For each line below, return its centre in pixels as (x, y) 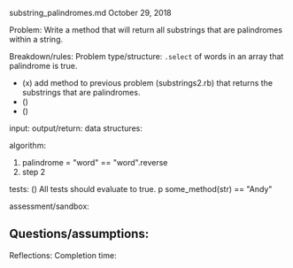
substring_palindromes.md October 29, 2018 (91, 13)
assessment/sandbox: (50, 206)
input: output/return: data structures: (76, 128)
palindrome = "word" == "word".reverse (95, 162)
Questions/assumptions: (79, 234)
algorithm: (28, 145)
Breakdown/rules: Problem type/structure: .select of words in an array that (146, 56)
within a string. (36, 39)
